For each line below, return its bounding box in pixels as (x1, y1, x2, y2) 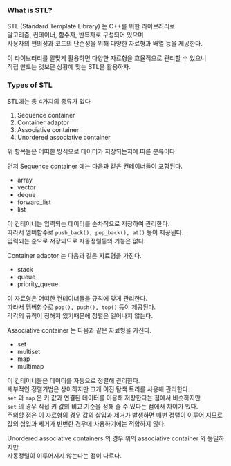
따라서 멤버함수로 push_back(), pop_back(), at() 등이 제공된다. (7, 227, 184, 236)
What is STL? (7, 6, 53, 15)
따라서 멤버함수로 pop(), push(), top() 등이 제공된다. (7, 303, 156, 311)
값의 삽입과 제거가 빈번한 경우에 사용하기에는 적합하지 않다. (7, 419, 166, 427)
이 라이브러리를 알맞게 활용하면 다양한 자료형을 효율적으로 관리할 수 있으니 (7, 54, 207, 62)
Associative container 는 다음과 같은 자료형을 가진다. (7, 326, 152, 334)
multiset (17, 347, 41, 355)
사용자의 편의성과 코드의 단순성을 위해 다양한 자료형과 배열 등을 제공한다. (7, 39, 203, 48)
